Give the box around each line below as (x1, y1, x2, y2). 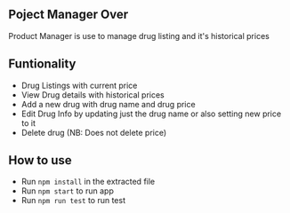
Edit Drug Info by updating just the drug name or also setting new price (20, 108, 282, 119)
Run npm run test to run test (20, 195, 126, 206)
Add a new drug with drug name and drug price (20, 99, 197, 109)
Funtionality (8, 57, 77, 72)
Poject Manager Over (8, 7, 129, 22)
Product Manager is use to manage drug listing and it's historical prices (8, 30, 270, 41)
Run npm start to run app (20, 185, 115, 196)
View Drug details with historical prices (20, 89, 165, 100)
